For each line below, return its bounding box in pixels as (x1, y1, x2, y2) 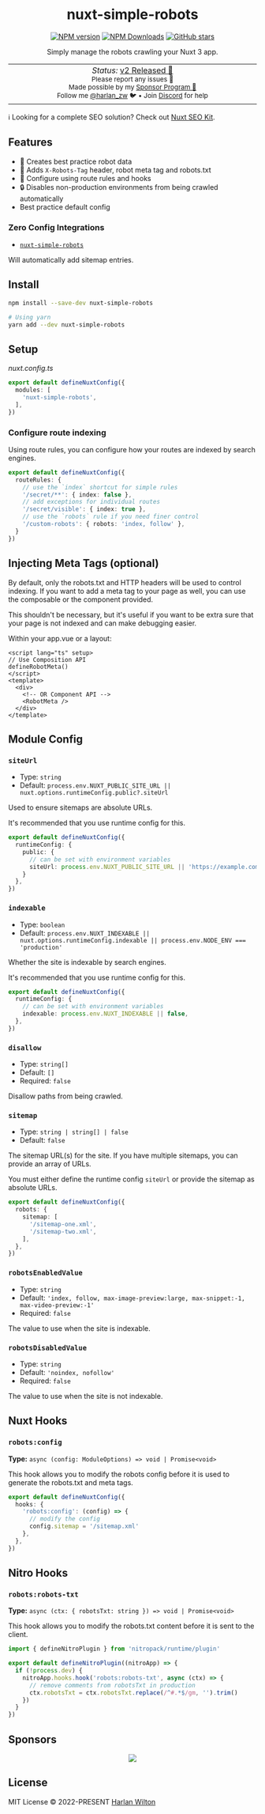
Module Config (8, 732, 83, 746)
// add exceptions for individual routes (22, 498, 160, 506)
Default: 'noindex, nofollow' (19, 1367, 115, 1377)
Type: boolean (19, 920, 65, 929)
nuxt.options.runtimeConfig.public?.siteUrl (19, 789, 169, 797)
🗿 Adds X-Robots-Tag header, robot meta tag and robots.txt (19, 164, 211, 175)
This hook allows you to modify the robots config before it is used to (8, 1469, 230, 1479)
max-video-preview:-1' (19, 1301, 95, 1309)
